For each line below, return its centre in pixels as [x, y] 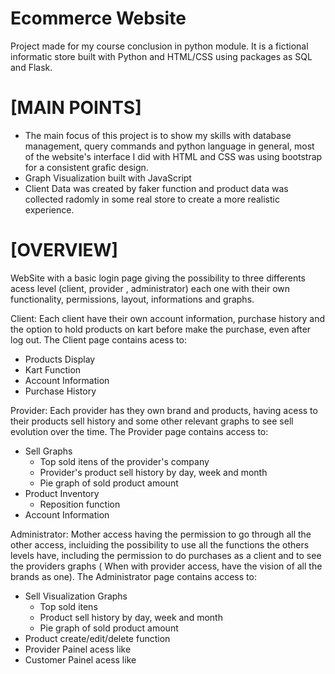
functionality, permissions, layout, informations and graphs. [132, 299]
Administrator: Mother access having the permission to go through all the [161, 534]
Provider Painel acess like [78, 649]
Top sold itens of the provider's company [124, 461]
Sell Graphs [48, 451]
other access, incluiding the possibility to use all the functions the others [160, 544]
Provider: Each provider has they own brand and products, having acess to [164, 410]
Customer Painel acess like [80, 659]
